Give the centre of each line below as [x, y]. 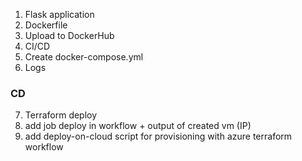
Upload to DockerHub [69, 35]
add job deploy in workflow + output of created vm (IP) [138, 126]
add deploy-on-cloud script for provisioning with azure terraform [158, 136]
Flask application [59, 14]
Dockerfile [46, 25]
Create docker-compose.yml [84, 57]
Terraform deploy [61, 115]
